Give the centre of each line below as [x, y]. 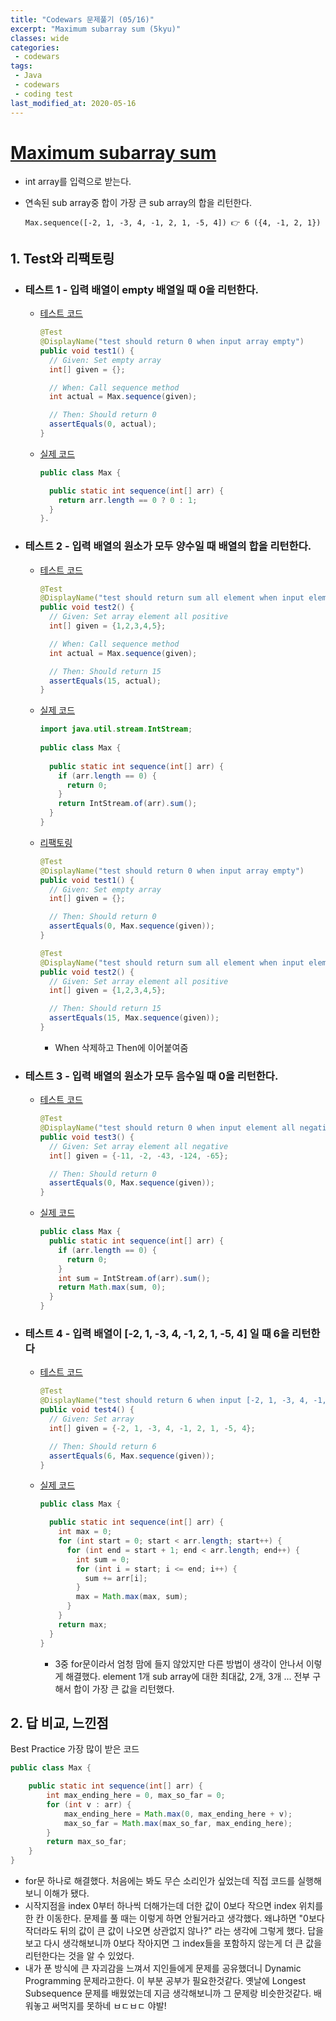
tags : [21, 66]
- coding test [44, 94]
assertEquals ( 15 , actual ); [105, 681]
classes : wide [40, 38]
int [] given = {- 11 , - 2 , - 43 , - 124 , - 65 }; [138, 1156]
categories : [35, 47]
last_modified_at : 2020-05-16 [73, 103]
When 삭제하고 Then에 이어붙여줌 [121, 1047]
